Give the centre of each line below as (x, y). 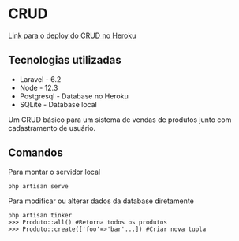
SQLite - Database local (58, 104)
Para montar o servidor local (54, 172)
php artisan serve (38, 186)
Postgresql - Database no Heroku (74, 96)
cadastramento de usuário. (52, 128)
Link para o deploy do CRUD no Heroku (72, 35)
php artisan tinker (40, 215)
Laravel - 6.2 (40, 79)
